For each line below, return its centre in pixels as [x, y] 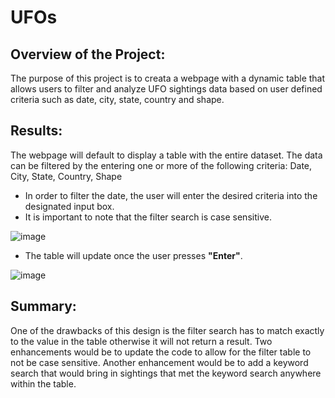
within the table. [43, 383]
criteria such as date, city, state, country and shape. [117, 99]
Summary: [43, 306]
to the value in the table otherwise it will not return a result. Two [141, 341]
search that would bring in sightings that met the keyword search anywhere [166, 373]
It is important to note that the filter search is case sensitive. [148, 217]
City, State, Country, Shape [66, 176]
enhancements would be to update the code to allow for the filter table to [161, 352]
